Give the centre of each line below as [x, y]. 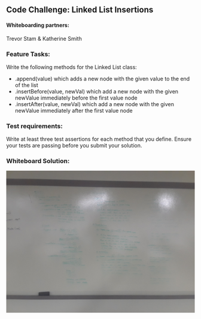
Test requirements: [34, 126]
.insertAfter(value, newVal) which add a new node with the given [95, 104]
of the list [27, 85]
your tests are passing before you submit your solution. [74, 146]
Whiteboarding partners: [38, 25]
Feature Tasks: [28, 54]
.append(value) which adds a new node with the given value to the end [102, 79]
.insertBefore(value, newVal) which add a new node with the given [96, 91]
